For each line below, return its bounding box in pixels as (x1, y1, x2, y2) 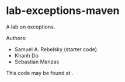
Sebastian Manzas (14, 58, 60, 65)
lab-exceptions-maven (6, 4, 120, 17)
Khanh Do (14, 52, 39, 59)
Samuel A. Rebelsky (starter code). (14, 45, 99, 53)
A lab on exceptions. (6, 23, 55, 30)
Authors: (6, 34, 27, 41)
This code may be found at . (6, 69, 74, 76)
